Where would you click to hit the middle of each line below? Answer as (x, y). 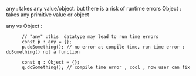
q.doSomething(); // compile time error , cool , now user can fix (106, 67)
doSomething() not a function (43, 52)
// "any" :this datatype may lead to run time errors (90, 37)
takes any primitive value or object (48, 15)
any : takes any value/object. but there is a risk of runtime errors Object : (94, 8)
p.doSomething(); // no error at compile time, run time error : (103, 47)
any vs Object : (24, 26)
